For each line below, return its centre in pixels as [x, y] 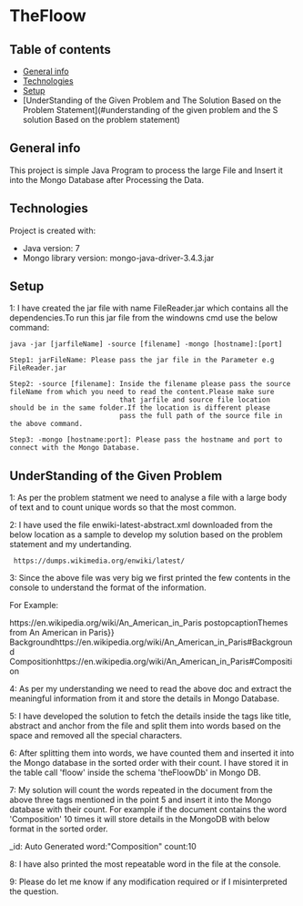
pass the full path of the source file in [201, 416]
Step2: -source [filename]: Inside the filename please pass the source [150, 384]
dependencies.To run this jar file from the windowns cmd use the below [144, 318]
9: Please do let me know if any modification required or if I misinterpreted [149, 882]
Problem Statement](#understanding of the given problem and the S [150, 110]
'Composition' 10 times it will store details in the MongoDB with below [140, 819]
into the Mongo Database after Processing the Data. [107, 179]
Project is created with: [53, 230]
